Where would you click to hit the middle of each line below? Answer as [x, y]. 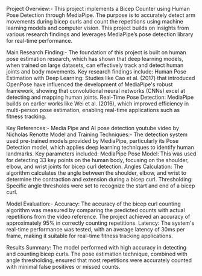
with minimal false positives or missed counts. [63, 267]
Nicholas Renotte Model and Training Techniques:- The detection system [97, 134]
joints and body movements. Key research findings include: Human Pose [96, 71]
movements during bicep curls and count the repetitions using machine [95, 21]
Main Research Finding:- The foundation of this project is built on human [96, 52]
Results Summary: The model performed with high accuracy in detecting [96, 247]
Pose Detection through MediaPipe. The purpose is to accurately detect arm [101, 15]
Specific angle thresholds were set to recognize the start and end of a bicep [101, 186]
